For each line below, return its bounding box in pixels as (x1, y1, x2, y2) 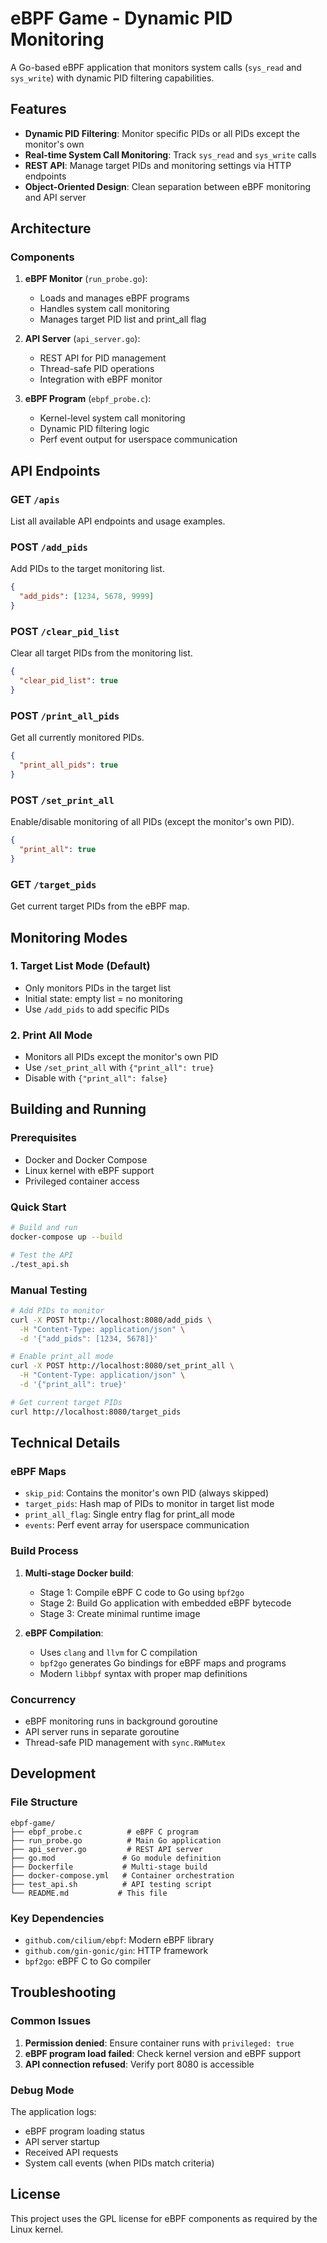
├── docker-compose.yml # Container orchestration (10, 1870, 235, 1881)
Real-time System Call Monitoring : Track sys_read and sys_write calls (24, 148, 317, 161)
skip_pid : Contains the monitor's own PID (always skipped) (24, 1487, 270, 1499)
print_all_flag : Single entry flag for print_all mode (24, 1508, 235, 1521)
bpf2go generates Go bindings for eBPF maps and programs (39, 1657, 287, 1669)
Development (10, 1765, 97, 1782)
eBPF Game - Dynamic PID (10, 7, 233, 30)
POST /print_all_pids (10, 708, 120, 722)
